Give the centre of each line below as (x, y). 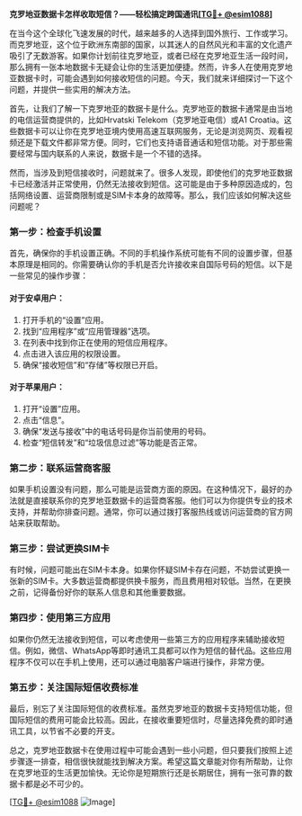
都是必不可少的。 (56, 784)
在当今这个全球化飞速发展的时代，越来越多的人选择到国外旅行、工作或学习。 (151, 33)
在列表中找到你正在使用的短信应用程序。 (97, 342)
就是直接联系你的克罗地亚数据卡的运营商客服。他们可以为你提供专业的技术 (155, 500)
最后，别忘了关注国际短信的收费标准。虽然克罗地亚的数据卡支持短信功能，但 (151, 708)
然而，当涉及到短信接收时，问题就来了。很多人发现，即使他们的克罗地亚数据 (151, 173)
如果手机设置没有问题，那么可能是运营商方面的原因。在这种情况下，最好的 (147, 489)
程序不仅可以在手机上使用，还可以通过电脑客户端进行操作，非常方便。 (139, 661)
